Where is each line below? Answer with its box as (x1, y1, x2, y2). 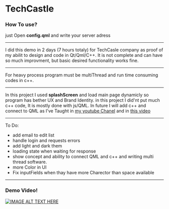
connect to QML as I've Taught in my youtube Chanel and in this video (5, 108, 151, 114)
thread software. (12, 159, 47, 165)
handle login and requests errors (12, 137, 80, 144)
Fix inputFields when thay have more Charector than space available (12, 170, 154, 176)
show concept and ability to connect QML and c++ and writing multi (12, 154, 154, 160)
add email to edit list (12, 132, 54, 138)
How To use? (5, 21, 38, 28)
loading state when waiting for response (12, 148, 97, 154)
